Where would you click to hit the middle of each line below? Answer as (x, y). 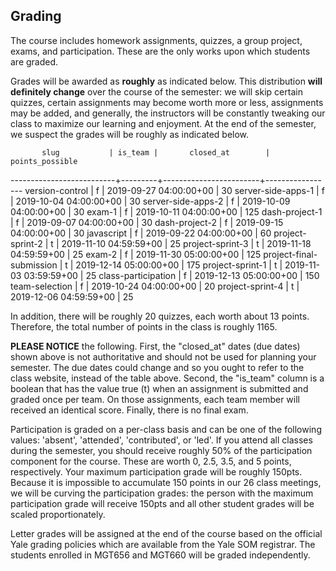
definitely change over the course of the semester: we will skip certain (156, 91)
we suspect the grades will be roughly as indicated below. (130, 134)
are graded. (34, 61)
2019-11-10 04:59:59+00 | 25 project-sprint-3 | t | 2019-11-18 (186, 243)
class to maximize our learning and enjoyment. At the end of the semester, (163, 123)
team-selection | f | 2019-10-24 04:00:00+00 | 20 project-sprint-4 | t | (155, 286)
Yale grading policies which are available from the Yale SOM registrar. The (163, 544)
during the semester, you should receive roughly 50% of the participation (161, 450)
